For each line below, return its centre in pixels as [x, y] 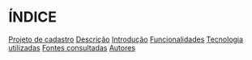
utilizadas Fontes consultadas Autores [72, 47]
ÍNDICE [33, 17]
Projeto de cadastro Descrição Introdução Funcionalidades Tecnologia [126, 39]
